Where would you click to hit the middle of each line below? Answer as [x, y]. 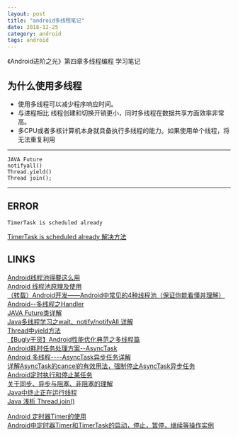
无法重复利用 [36, 139]
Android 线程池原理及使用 [45, 286]
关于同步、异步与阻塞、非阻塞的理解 [60, 384]
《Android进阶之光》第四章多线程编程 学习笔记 [74, 62]
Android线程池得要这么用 [44, 277]
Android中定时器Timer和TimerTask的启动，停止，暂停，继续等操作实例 [111, 425]
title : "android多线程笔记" [46, 21]
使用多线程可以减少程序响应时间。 [67, 104]
